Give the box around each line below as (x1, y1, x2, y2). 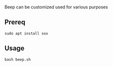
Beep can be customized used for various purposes (4, 4, 108, 10)
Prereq (4, 18, 25, 26)
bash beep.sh (4, 57, 31, 62)
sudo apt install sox (4, 31, 48, 36)
